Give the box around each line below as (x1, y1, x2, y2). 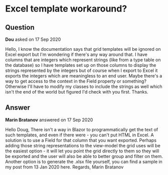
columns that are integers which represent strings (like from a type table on (5, 57, 161, 63)
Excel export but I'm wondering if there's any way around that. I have (5, 51, 148, 57)
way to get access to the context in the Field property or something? (5, 78, 147, 84)
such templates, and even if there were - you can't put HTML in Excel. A (5, 132, 154, 138)
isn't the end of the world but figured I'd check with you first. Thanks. (5, 89, 149, 95)
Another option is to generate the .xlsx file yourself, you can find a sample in (5, 158, 163, 164)
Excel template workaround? (5, 3, 127, 15)
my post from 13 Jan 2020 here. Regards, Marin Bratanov (5, 164, 124, 170)
